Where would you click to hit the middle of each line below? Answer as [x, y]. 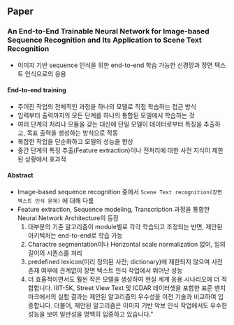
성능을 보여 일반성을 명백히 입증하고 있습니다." [90, 315]
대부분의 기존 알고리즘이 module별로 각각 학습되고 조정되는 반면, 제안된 [125, 227]
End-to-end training [37, 90]
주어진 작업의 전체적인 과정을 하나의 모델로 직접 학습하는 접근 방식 [107, 106]
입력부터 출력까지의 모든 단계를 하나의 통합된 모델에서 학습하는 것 [106, 115]
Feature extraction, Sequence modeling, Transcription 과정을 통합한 [114, 210]
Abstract [20, 175]
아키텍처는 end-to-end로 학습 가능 [75, 236]
